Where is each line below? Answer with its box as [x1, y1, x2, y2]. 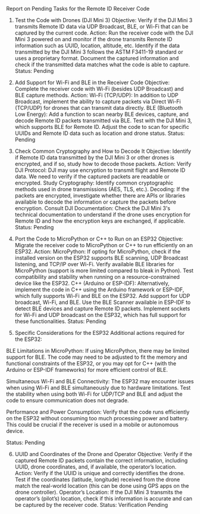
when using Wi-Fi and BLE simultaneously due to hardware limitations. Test [6, 384, 191, 391]
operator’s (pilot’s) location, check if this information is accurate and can [14, 495, 192, 502]
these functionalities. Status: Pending [14, 318, 107, 325]
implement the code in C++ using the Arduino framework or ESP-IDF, [14, 286, 185, 293]
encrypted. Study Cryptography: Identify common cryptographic [14, 179, 174, 186]
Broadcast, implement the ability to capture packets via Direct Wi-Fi [14, 98, 181, 105]
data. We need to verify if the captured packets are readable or [14, 173, 170, 180]
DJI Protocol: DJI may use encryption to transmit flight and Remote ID [14, 167, 186, 174]
